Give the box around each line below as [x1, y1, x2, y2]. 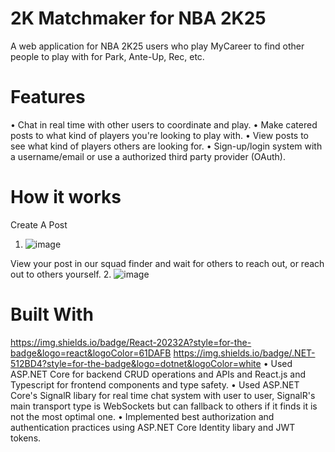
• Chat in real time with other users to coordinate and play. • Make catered [10, 118, 318, 131]
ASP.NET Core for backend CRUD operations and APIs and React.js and [10, 368, 306, 380]
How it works [10, 186, 122, 209]
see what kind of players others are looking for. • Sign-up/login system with [10, 140, 323, 152]
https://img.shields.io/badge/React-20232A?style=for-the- [10, 336, 252, 348]
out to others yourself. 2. [10, 268, 112, 280]
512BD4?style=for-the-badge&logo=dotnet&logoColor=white [10, 357, 262, 369]
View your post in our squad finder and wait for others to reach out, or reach [10, 257, 325, 269]
